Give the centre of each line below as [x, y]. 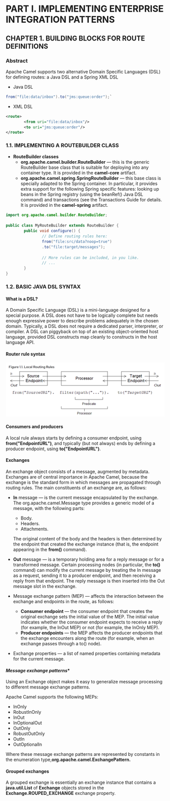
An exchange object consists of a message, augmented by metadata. [78, 471]
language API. [20, 342]
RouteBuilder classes [36, 156]
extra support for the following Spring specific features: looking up [90, 189]
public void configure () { [52, 231]
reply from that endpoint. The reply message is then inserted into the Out [89, 581]
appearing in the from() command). [50, 550]
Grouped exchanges [27, 771]
